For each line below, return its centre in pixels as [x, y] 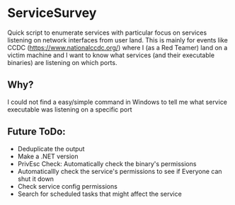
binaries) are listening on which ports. [62, 62]
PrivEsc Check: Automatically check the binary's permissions [107, 163]
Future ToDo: [36, 132]
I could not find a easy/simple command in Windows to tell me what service [117, 102]
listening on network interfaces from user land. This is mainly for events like [117, 40]
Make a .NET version [48, 156]
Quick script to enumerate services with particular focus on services [107, 33]
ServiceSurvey [52, 13]
